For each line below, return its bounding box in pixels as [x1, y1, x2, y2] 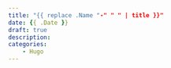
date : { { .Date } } [8, 19, 69, 27]
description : [8, 33, 51, 41]
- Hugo [22, 48, 44, 55]
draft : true [8, 26, 47, 34]
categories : [8, 41, 47, 48]
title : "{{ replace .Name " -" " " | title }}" [8, 11, 164, 20]
